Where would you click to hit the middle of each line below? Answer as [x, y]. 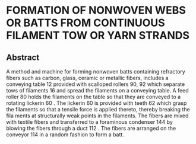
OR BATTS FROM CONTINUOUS [86, 23]
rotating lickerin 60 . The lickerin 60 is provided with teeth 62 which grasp [97, 103]
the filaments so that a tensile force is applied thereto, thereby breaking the [98, 109]
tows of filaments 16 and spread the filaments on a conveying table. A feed [97, 90]
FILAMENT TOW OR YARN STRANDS [98, 36]
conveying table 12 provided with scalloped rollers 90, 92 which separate [96, 84]
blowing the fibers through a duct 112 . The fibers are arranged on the [91, 128]
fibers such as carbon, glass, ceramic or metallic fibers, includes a [87, 78]
